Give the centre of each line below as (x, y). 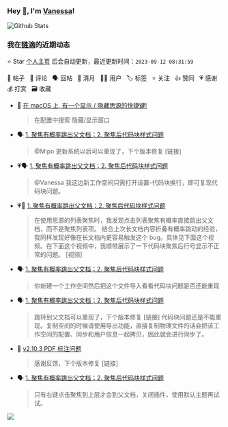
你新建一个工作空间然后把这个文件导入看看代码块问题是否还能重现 (127, 285)
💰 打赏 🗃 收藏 (29, 88)
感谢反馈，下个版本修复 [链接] (76, 363)
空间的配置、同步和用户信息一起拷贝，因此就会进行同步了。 (124, 334)
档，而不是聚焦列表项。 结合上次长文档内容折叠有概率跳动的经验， (128, 228)
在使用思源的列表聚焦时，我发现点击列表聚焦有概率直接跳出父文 (124, 220)
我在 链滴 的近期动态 (39, 45)
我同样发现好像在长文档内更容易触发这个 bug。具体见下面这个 (121, 237)
